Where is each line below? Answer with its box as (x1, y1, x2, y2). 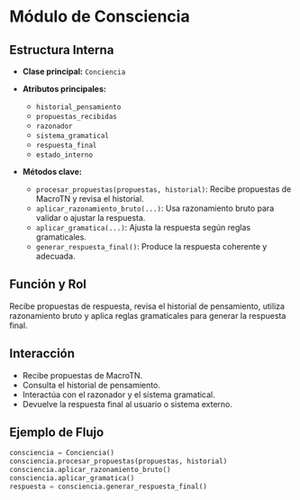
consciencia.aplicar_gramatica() (9, 474, 135, 483)
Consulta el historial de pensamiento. (22, 379, 160, 390)
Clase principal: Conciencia (22, 66, 126, 77)
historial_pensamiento (35, 103, 122, 112)
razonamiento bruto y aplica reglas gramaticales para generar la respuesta (9, 310, 286, 321)
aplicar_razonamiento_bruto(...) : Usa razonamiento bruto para (35, 203, 275, 214)
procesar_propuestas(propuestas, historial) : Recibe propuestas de (35, 184, 292, 195)
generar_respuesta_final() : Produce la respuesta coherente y (35, 241, 268, 251)
